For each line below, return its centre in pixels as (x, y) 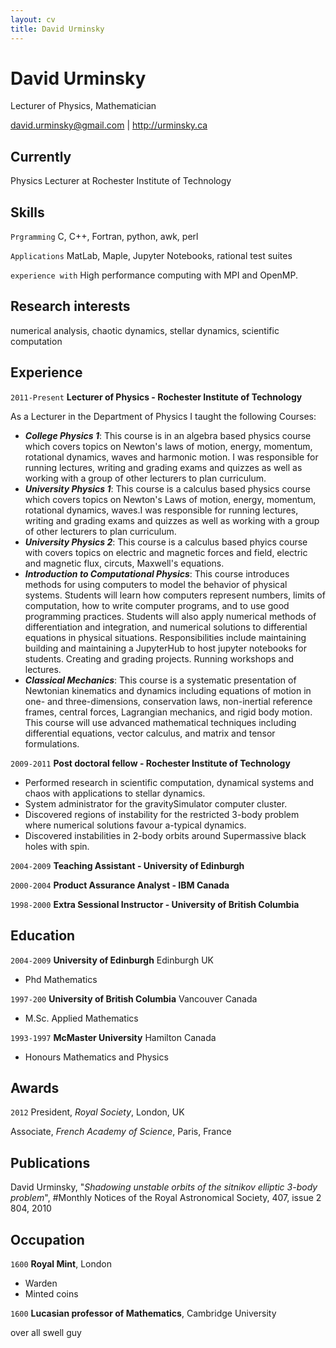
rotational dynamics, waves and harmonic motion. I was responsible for (171, 457)
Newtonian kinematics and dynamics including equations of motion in (168, 690)
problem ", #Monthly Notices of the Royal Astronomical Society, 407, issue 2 (166, 1198)
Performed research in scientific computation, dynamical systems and (169, 782)
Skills (27, 212)
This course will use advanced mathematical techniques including (160, 722)
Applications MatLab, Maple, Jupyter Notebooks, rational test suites (151, 256)
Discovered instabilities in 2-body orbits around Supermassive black (165, 835)
